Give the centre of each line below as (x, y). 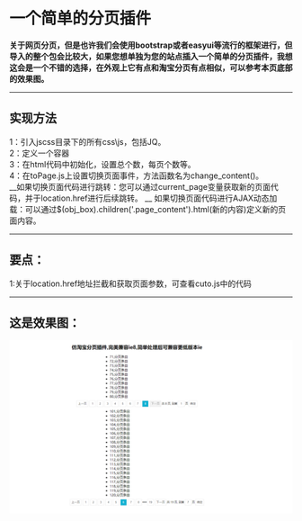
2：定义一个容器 (40, 153)
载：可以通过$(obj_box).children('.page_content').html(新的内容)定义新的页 (147, 209)
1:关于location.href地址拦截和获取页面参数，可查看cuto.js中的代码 (130, 283)
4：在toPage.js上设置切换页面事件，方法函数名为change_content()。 (137, 175)
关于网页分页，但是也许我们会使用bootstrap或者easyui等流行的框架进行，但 (151, 45)
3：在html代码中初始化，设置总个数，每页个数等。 (102, 164)
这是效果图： (45, 323)
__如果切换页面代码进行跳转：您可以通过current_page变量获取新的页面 (140, 186)
